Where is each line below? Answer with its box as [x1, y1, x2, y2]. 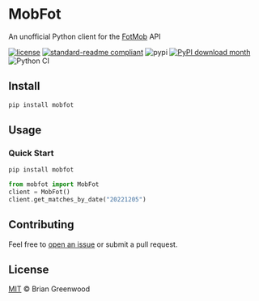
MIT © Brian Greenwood [8, 284, 91, 294]
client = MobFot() [8, 188, 70, 197]
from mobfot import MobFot [8, 180, 100, 189]
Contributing [8, 218, 74, 231]
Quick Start [8, 147, 54, 159]
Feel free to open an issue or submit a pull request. [8, 240, 178, 249]
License [8, 263, 49, 277]
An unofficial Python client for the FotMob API [8, 32, 161, 41]
